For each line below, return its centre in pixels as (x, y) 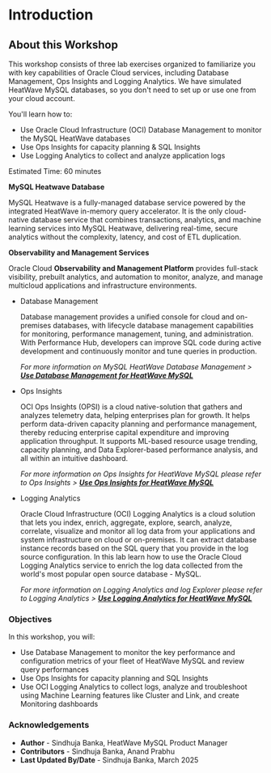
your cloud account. (42, 98)
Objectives (30, 619)
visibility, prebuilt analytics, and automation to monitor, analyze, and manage (136, 277)
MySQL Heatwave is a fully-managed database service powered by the (127, 203)
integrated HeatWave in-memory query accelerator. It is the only (116, 211)
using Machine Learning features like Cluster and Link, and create (130, 695)
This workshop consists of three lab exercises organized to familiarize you (132, 64)
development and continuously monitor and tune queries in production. (138, 351)
